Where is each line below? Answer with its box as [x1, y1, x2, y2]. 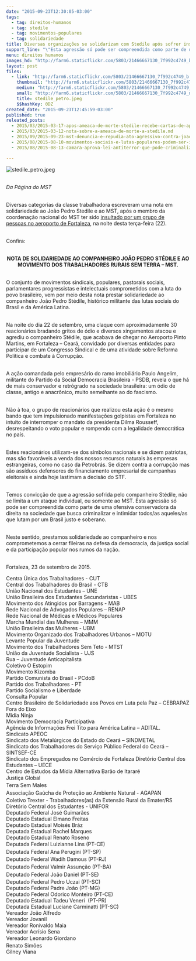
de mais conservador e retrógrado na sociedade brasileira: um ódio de [6, 382, 176, 389]
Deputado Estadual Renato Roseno [6, 834, 90, 841]
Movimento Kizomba [6, 668, 56, 675]
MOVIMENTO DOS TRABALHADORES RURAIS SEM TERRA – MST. [17, 261, 179, 268]
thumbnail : [16, 80, 43, 86]
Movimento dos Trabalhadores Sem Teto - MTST [6, 643, 124, 650]
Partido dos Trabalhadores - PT [6, 680, 82, 688]
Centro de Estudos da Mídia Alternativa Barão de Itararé [6, 768, 141, 775]
